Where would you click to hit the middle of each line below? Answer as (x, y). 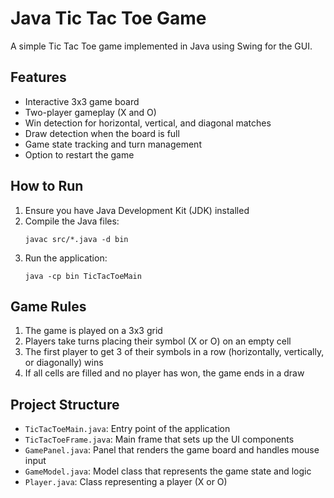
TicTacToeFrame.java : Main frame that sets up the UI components (159, 439)
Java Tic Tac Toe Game (108, 18)
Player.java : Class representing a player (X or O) (126, 482)
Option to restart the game (79, 154)
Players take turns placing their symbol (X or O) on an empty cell (158, 341)
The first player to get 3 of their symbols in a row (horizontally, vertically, (174, 352)
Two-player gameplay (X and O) (90, 112)
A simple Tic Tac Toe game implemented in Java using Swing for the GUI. (161, 46)
